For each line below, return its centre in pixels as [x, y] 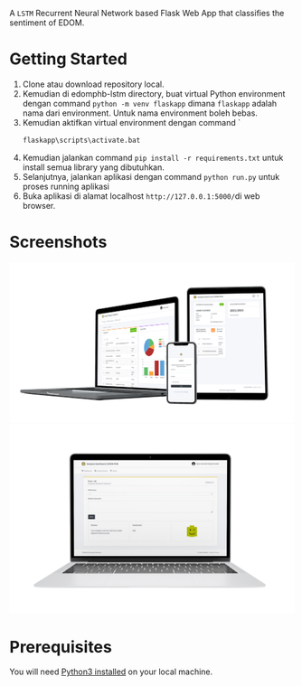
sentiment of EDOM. [47, 23]
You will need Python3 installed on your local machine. [111, 672]
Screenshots [58, 242]
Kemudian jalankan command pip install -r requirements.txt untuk [153, 157]
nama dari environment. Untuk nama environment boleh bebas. [140, 113]
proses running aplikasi [66, 186]
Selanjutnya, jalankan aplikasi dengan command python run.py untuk [151, 176]
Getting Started [69, 59]
